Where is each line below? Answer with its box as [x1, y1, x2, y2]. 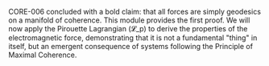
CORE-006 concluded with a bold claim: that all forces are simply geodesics [8, 7, 262, 16]
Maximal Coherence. [8, 50, 77, 60]
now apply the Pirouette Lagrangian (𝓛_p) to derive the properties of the [8, 24, 248, 33]
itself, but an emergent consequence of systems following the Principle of [8, 42, 254, 51]
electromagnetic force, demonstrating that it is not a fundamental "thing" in [8, 33, 258, 43]
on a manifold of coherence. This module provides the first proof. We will [8, 15, 250, 25]
